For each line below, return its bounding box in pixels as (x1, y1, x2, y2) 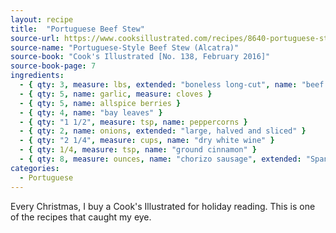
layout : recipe (10, 14, 74, 25)
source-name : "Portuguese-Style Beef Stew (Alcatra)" (10, 42, 240, 53)
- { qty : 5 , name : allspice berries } (19, 98, 182, 108)
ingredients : (10, 71, 65, 81)
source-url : (10, 33, 60, 43)
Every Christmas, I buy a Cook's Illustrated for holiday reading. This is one (10, 200, 316, 212)
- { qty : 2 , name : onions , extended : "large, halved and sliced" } (19, 126, 307, 136)
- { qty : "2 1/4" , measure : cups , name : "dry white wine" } (19, 136, 275, 146)
